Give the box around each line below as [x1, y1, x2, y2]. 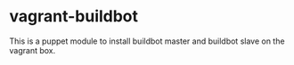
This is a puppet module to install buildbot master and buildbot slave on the [9, 36, 285, 46]
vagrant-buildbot [9, 6, 139, 27]
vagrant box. [9, 45, 56, 55]
